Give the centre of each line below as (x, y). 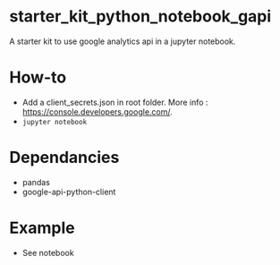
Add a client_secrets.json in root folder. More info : (115, 102)
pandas (36, 182)
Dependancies (64, 158)
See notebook (48, 252)
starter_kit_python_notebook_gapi (140, 17)
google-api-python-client (69, 192)
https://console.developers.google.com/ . (97, 111)
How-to (38, 77)
